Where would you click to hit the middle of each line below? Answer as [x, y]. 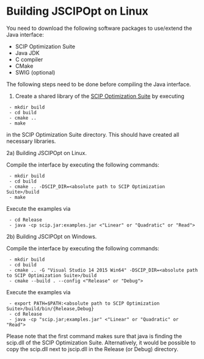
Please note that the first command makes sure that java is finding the [94, 336]
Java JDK [27, 53]
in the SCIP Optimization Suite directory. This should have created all [93, 134]
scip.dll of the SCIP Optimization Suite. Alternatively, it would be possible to [101, 343]
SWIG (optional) [35, 72]
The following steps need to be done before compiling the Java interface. [99, 84]
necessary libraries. [31, 141]
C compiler [29, 59]
